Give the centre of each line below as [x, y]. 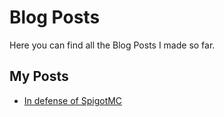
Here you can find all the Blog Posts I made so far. [112, 45]
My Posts [39, 76]
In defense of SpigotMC [73, 100]
